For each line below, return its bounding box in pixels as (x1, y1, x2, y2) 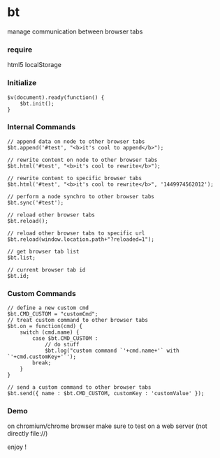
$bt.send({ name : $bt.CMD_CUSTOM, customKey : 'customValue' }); (7, 390, 205, 397)
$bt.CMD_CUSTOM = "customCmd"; (7, 311, 98, 318)
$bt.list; (7, 254, 36, 261)
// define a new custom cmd (7, 304, 89, 311)
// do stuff (44, 341, 80, 348)
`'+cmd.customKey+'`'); (7, 353, 77, 360)
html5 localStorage (7, 61, 61, 69)
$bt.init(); (20, 100, 54, 107)
